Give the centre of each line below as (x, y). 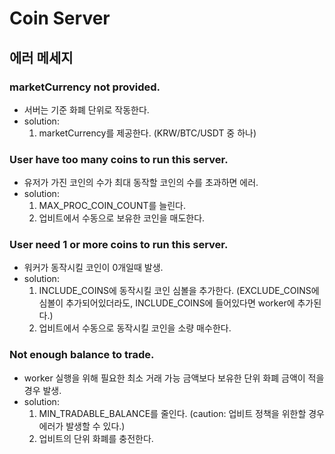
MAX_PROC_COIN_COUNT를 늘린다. (112, 206)
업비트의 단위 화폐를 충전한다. (96, 438)
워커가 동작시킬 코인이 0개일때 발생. (93, 268)
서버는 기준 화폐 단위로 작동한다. (86, 109)
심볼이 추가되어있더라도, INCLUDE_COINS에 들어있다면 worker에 (167, 303)
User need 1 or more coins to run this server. (119, 245)
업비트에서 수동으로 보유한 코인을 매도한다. (122, 218)
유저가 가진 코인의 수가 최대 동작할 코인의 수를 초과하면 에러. (141, 183)
